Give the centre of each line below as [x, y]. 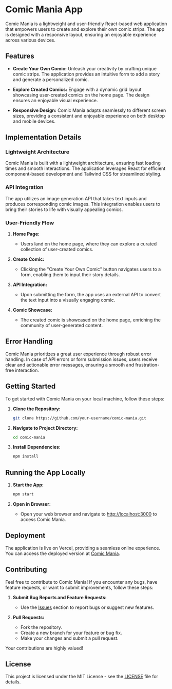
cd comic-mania [29, 437]
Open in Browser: [32, 504]
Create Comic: [28, 259]
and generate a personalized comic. [51, 79]
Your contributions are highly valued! [44, 648]
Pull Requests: [28, 617]
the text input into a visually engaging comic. [68, 300]
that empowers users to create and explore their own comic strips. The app [85, 29]
